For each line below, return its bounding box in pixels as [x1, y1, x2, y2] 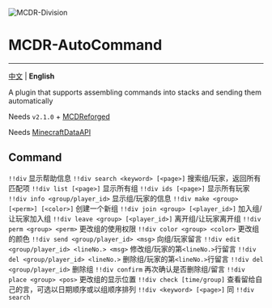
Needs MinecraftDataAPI [8, 127, 91, 137]
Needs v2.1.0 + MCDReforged [8, 112, 111, 121]
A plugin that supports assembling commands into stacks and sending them [8, 87, 261, 97]
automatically [8, 95, 53, 105]
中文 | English [8, 71, 55, 81]
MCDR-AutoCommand [8, 36, 163, 54]
